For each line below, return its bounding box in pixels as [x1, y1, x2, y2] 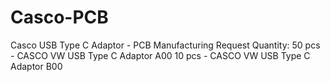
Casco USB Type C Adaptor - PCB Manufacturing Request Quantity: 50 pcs [10, 39, 321, 51]
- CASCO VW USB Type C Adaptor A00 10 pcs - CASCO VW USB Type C [10, 49, 311, 61]
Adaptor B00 [10, 60, 63, 72]
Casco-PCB [10, 6, 109, 29]
